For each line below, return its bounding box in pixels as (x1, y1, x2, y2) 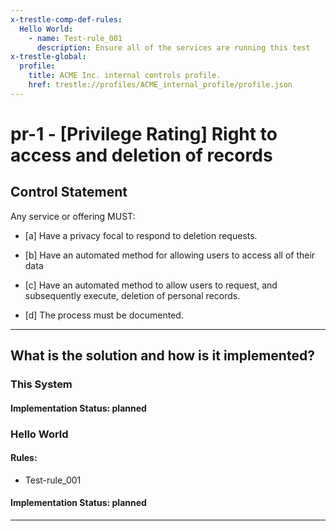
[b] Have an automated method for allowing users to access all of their (24, 249, 316, 261)
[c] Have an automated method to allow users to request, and (24, 279, 278, 291)
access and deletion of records (10, 144, 273, 166)
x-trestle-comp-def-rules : (10, 14, 123, 25)
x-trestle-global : (10, 52, 87, 62)
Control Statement (10, 184, 128, 201)
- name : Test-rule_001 (28, 33, 123, 43)
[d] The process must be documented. (24, 309, 184, 321)
